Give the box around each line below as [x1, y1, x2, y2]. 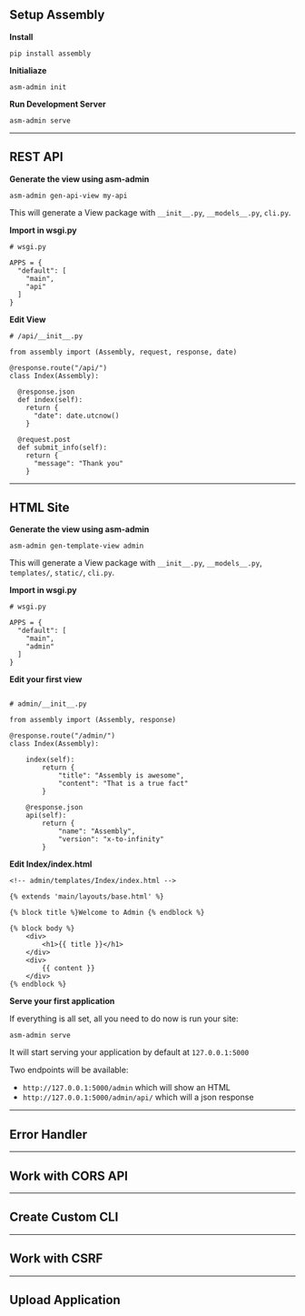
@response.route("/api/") [9, 363, 107, 372]
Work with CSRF [9, 1251, 103, 1267]
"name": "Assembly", [57, 827, 136, 836]
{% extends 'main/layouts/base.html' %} [9, 892, 165, 901]
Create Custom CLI [9, 1210, 119, 1225]
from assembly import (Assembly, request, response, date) [9, 347, 238, 357]
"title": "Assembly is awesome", [57, 771, 184, 780]
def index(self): [17, 395, 84, 404]
